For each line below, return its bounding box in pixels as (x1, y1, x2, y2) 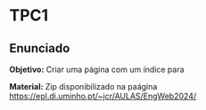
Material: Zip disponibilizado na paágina (9, 82, 158, 91)
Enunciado (9, 41, 70, 56)
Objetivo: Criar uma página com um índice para (9, 64, 185, 75)
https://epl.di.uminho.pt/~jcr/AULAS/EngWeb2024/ (9, 90, 197, 101)
